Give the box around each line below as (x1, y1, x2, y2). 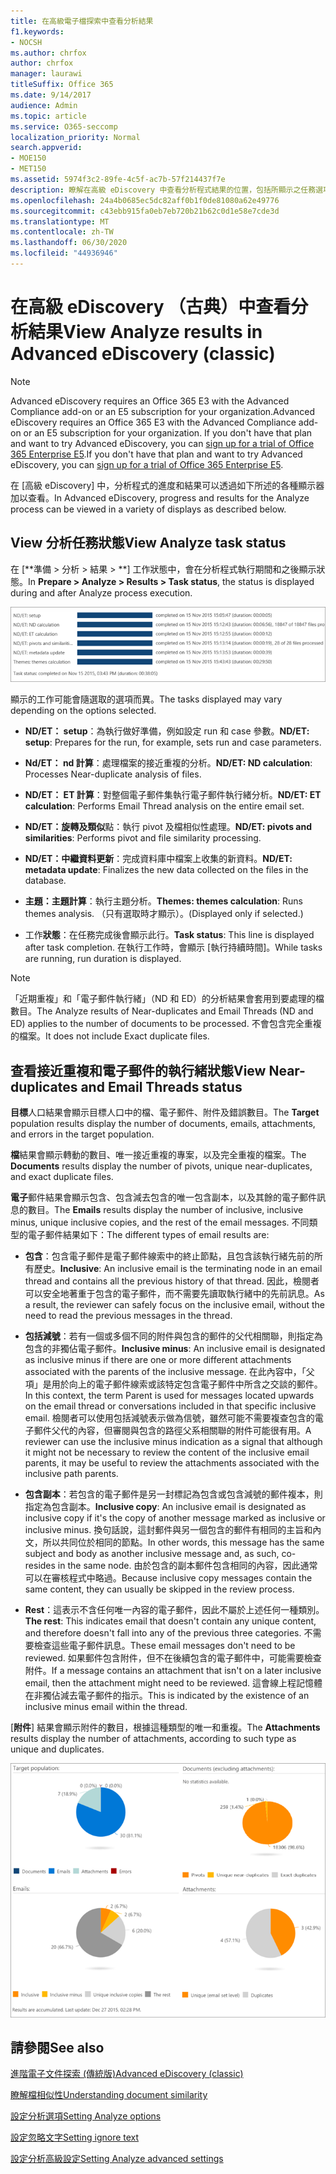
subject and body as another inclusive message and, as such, (24, 1548, 280, 1560)
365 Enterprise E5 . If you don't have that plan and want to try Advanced (10, 448, 303, 460)
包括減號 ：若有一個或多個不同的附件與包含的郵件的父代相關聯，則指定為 (24, 1330, 323, 1342)
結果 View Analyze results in (28, 321, 263, 344)
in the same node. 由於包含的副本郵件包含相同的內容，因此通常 (57, 1560, 318, 1572)
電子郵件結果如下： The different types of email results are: (27, 1229, 270, 1241)
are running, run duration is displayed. (24, 953, 182, 965)
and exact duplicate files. (10, 1171, 114, 1183)
